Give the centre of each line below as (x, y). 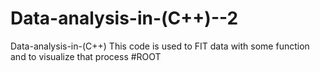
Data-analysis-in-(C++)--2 (124, 18)
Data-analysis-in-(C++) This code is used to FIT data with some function (160, 46)
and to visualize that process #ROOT (86, 56)
